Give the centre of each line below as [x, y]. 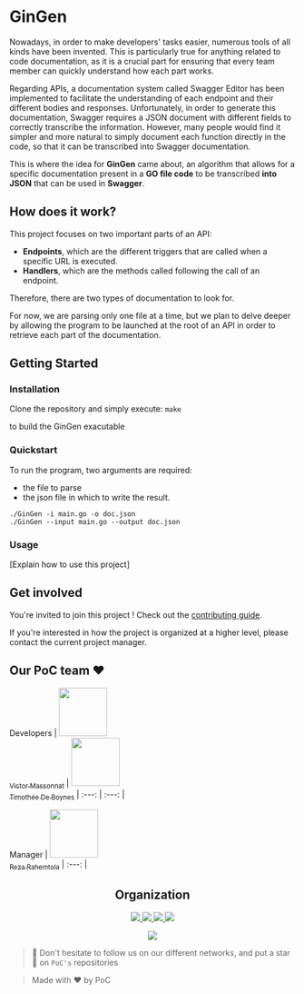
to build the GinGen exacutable [67, 427]
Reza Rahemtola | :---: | [49, 865]
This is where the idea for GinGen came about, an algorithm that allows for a [152, 164]
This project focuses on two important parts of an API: [111, 234]
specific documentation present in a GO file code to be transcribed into [143, 174]
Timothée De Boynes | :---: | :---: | [67, 795]
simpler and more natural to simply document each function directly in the [147, 136]
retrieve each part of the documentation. [85, 334]
